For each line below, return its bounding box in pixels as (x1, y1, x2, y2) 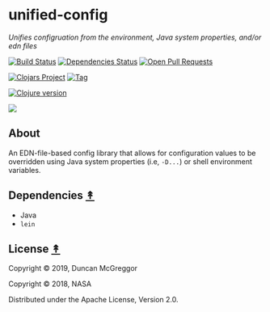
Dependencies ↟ (8, 188, 95, 203)
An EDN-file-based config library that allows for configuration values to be (8, 148, 256, 158)
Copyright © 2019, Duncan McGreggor (8, 264, 138, 273)
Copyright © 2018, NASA (8, 279, 91, 289)
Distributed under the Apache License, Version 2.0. (8, 295, 179, 305)
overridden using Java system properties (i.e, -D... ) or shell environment (8, 156, 253, 167)
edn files (8, 40, 38, 50)
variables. (8, 165, 41, 175)
